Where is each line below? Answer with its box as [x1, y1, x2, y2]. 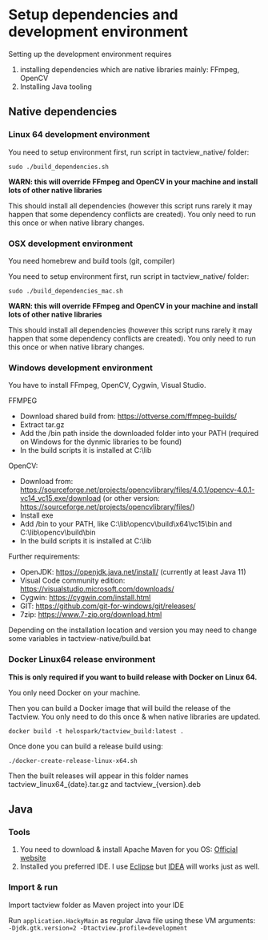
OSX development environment [8, 238, 134, 249]
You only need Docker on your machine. [8, 688, 141, 697]
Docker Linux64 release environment [8, 654, 156, 665]
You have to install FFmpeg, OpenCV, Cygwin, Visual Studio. [8, 381, 206, 390]
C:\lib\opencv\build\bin [19, 527, 96, 538]
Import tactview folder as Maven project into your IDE [8, 900, 185, 910]
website [19, 853, 46, 863]
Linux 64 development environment [8, 129, 150, 140]
